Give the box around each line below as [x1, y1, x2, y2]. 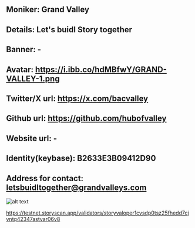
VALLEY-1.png [6, 73, 60, 84]
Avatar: [6, 64, 34, 74]
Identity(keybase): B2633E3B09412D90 [6, 154, 156, 164]
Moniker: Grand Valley [6, 5, 90, 15]
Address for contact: [6, 173, 84, 183]
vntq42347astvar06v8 [6, 215, 60, 222]
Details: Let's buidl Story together [6, 25, 133, 35]
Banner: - [6, 45, 42, 55]
